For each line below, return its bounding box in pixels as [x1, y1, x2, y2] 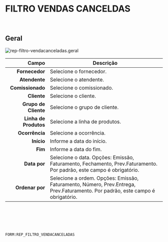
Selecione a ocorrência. [49, 129, 106, 136]
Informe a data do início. [49, 138, 107, 145]
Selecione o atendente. [49, 76, 104, 83]
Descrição [92, 59, 118, 66]
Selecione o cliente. [49, 92, 96, 99]
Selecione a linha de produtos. [49, 118, 121, 125]
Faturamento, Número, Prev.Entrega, [49, 181, 136, 188]
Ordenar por [15, 184, 45, 191]
